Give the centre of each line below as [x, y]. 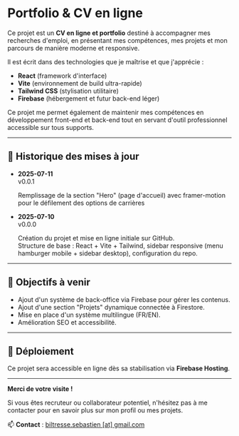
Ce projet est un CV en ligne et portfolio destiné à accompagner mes [109, 33]
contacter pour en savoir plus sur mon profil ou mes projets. [95, 410]
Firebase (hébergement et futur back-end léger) [89, 98]
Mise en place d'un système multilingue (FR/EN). [89, 315]
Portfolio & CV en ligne [75, 13]
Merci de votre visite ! [40, 389]
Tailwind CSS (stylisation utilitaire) [68, 91]
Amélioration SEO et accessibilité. [67, 322]
